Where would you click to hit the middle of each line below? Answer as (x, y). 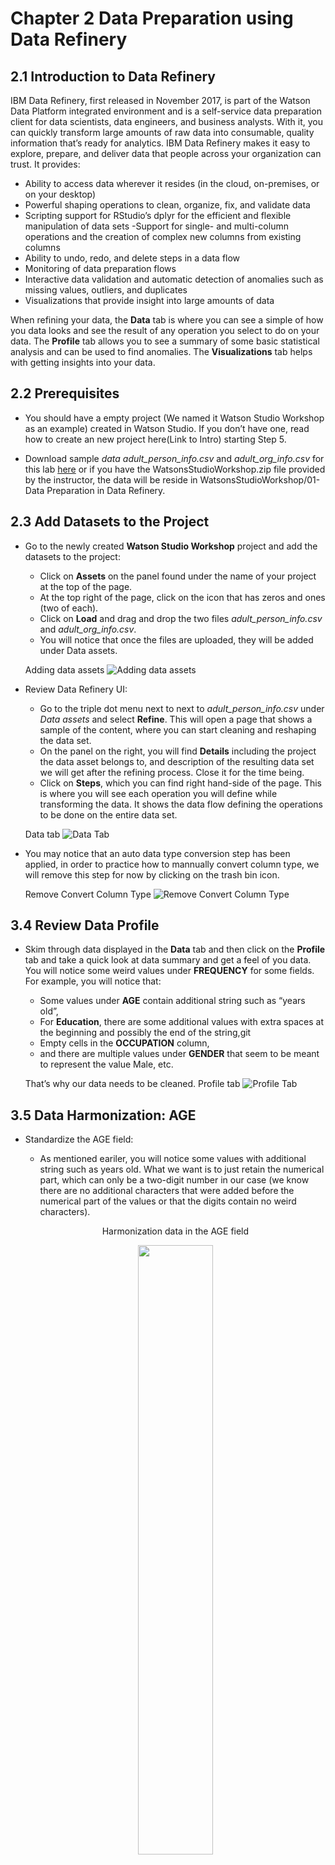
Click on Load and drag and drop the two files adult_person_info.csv (181, 618)
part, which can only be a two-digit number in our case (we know (174, 1180)
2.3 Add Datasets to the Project (110, 522)
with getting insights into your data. (83, 362)
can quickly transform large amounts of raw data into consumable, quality (162, 132)
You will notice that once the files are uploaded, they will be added (176, 639)
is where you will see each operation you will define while (158, 793)
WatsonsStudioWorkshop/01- (260, 479)
